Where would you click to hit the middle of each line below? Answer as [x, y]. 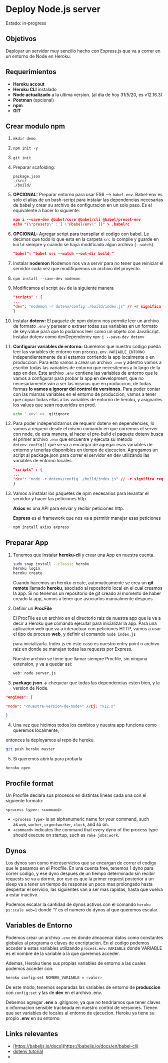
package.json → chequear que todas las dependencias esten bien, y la [86, 683]
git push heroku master [30, 749]
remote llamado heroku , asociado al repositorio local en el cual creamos [88, 588]
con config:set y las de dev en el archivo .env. [54, 992]
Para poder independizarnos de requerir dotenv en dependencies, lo [83, 423]
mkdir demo [24, 139]
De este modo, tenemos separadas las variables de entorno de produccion [83, 987]
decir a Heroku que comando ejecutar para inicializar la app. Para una [85, 623]
